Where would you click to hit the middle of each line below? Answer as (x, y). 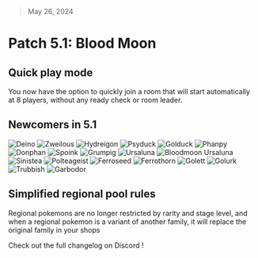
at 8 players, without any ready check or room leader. (95, 100)
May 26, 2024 (50, 11)
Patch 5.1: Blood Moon (82, 44)
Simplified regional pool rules (82, 194)
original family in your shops (54, 230)
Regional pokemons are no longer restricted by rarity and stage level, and (128, 213)
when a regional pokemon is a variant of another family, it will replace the (127, 222)
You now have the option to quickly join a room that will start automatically (129, 91)
